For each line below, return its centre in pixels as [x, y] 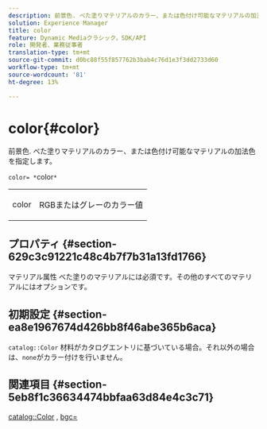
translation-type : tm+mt [49, 52]
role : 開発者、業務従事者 [46, 45]
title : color [30, 30]
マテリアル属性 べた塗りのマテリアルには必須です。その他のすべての [120, 277]
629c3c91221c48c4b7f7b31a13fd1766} [107, 256]
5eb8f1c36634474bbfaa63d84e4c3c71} [111, 398]
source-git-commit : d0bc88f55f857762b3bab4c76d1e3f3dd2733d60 [113, 60]
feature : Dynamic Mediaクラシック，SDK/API [77, 38]
